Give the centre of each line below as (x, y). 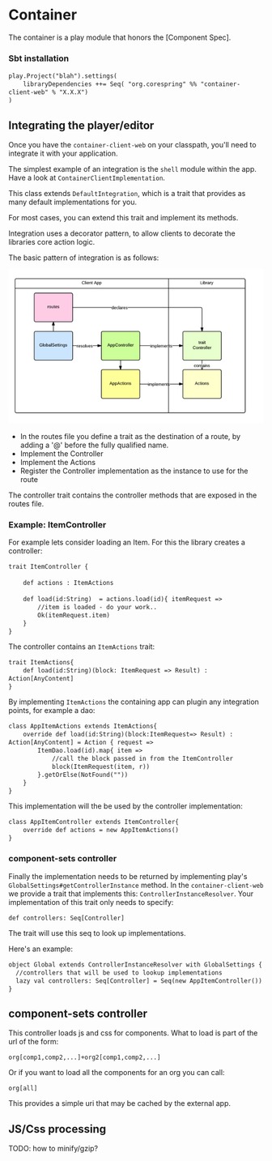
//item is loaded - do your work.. (98, 608)
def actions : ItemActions (68, 583)
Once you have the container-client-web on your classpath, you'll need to (132, 145)
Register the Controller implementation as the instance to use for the (134, 471)
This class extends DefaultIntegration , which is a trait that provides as (127, 194)
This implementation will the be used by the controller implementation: (125, 806)
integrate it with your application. (64, 154)
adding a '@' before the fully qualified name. (94, 445)
